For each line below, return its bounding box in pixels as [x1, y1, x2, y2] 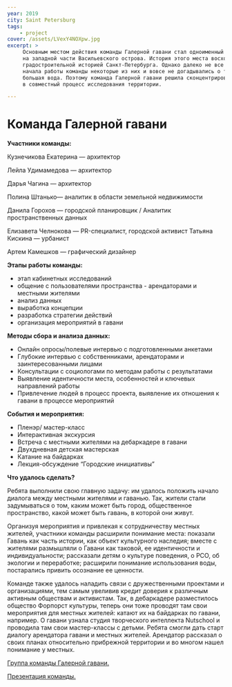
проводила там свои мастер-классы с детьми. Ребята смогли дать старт [7, 623, 224, 632]
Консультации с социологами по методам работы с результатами [17, 367, 213, 376]
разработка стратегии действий [17, 311, 113, 320]
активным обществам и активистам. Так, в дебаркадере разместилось [7, 594, 219, 603]
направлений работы [17, 382, 80, 390]
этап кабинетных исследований [17, 274, 112, 283]
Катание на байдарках [17, 453, 84, 461]
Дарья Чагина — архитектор [7, 180, 92, 188]
